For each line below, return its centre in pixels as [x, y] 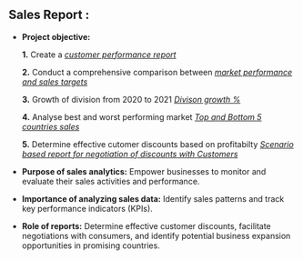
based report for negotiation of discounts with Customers [130, 154]
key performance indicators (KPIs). [87, 208]
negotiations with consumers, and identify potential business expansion [156, 235]
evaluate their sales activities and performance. [111, 181]
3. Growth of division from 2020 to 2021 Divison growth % [131, 99]
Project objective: [56, 36]
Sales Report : [49, 15]
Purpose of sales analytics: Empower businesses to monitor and [144, 171]
